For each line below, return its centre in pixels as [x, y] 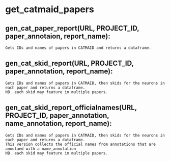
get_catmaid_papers [50, 9]
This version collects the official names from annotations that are [81, 144]
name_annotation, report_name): [59, 124]
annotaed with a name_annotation [41, 149]
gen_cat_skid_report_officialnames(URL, [71, 108]
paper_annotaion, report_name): [58, 36]
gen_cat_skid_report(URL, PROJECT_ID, [69, 63]
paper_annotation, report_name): [59, 72]
